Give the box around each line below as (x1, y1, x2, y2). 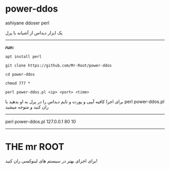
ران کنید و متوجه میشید (5, 104, 49, 110)
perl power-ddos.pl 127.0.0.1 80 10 (5, 118, 76, 124)
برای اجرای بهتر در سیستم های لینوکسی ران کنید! (5, 158, 98, 164)
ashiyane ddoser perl (5, 20, 50, 26)
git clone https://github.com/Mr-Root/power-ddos (5, 63, 112, 68)
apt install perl (5, 54, 42, 59)
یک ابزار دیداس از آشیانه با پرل (5, 29, 63, 36)
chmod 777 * (5, 81, 30, 86)
